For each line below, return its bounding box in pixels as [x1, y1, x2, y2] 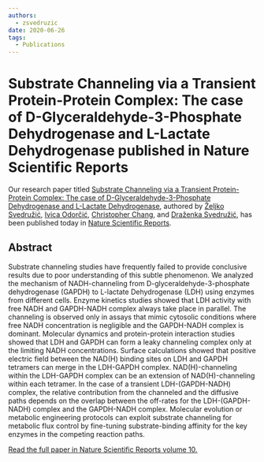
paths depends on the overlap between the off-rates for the [8, 396, 203, 405]
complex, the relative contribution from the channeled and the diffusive [8, 387, 239, 397]
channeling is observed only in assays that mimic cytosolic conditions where [8, 312, 257, 322]
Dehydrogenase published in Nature [8, 142, 250, 160]
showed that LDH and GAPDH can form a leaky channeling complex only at [8, 337, 252, 347]
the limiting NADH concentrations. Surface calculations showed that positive [8, 345, 256, 355]
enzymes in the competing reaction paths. [8, 429, 146, 438]
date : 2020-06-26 [8, 26, 65, 34]
